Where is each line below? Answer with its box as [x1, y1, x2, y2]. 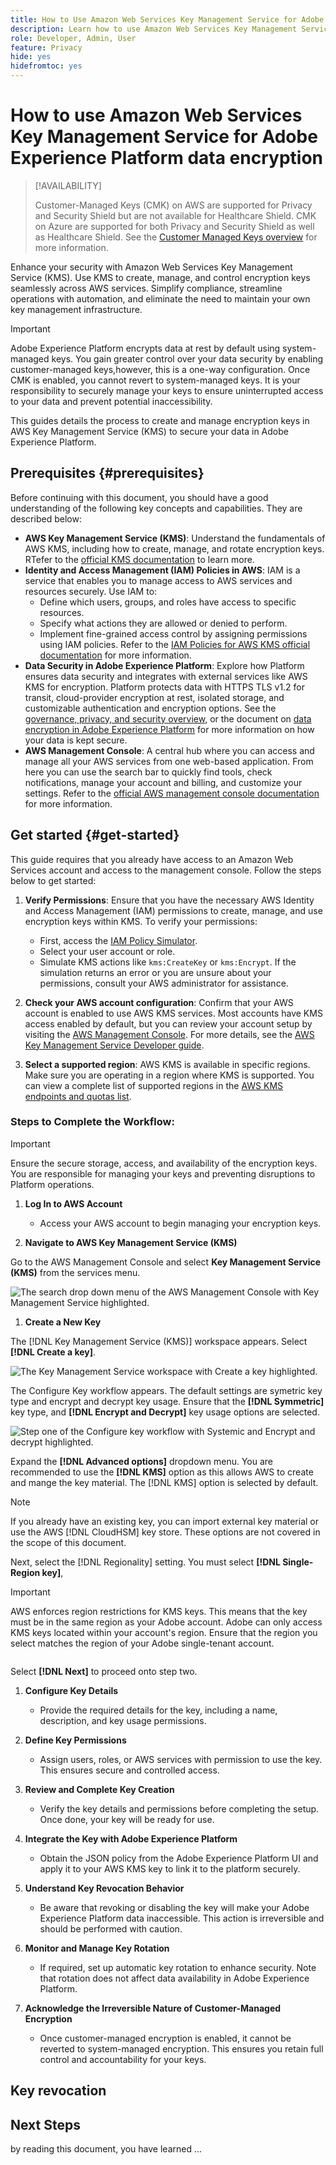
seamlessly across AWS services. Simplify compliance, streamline [10, 282, 283, 294]
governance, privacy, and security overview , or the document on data [24, 712, 312, 725]
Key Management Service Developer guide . [24, 1039, 205, 1051]
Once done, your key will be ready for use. [39, 1813, 215, 1825]
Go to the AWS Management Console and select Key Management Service [10, 1256, 322, 1268]
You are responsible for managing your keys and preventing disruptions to [10, 1167, 316, 1180]
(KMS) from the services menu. [10, 1266, 141, 1278]
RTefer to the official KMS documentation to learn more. [24, 553, 255, 565]
